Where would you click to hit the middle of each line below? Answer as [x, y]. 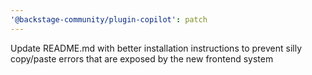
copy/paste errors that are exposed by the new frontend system [142, 58]
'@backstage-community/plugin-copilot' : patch [109, 19]
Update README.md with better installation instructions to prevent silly [156, 48]
